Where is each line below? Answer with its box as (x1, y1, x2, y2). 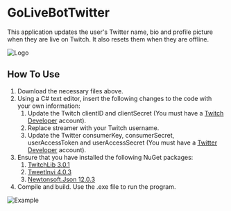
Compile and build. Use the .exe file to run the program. (17, 182, 176, 191)
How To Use (7, 68, 60, 80)
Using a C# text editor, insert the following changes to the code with (17, 94, 212, 102)
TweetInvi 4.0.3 (27, 167, 71, 176)
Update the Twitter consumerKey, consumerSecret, (27, 131, 175, 139)
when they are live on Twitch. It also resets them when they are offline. (7, 35, 209, 43)
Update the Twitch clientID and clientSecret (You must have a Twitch (27, 109, 224, 117)
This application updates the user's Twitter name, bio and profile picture (7, 28, 214, 36)
